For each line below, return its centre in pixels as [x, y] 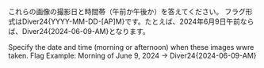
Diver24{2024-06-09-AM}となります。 [86, 31]
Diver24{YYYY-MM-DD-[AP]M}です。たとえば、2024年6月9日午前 [131, 21]
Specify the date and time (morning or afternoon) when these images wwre [131, 47]
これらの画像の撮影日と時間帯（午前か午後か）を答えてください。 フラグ [127, 11]
